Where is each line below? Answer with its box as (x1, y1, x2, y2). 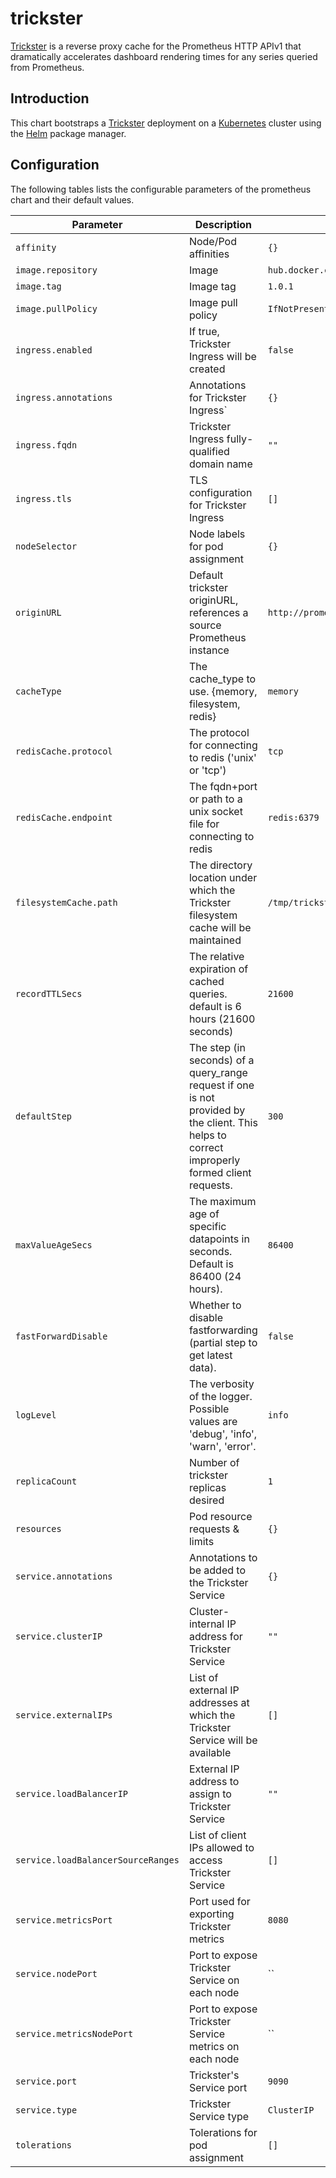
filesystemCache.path (15, 897, 118, 908)
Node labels (188, 527, 246, 541)
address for (188, 1629, 243, 1643)
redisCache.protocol (15, 745, 113, 757)
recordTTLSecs (15, 988, 83, 999)
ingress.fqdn (15, 439, 78, 451)
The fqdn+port (188, 779, 258, 793)
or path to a (188, 792, 243, 806)
